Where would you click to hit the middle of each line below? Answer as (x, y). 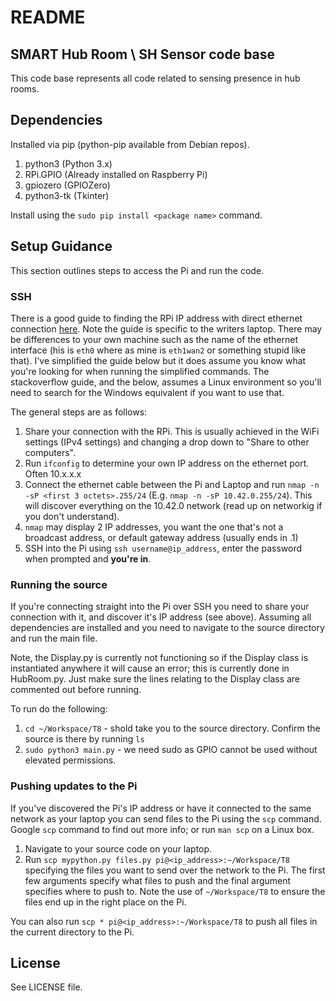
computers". (50, 452)
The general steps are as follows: (79, 412)
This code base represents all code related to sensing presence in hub (155, 78)
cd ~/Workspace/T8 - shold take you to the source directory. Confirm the (172, 728)
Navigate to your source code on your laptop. (118, 848)
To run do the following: (59, 709)
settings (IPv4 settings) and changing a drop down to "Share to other (167, 442)
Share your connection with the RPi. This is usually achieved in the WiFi (172, 431)
